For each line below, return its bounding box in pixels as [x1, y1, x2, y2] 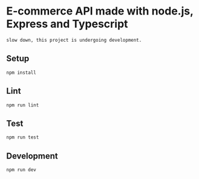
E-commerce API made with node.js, [6, 4, 194, 18]
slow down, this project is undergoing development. [6, 37, 142, 43]
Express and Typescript [6, 17, 128, 31]
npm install [6, 70, 36, 76]
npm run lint [6, 102, 39, 108]
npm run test [6, 134, 39, 140]
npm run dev [6, 167, 36, 173]
